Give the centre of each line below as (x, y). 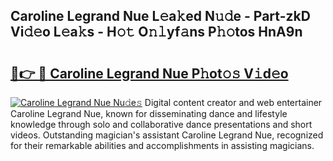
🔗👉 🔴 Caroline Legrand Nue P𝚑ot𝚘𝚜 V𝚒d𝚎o (149, 73)
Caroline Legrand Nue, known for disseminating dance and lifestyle (149, 113)
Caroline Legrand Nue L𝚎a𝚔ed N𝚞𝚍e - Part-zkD (160, 16)
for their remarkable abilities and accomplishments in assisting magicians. (162, 145)
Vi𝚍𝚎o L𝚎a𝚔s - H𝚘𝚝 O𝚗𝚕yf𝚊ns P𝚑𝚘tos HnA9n (156, 32)
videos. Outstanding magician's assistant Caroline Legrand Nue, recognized (167, 135)
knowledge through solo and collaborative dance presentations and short (161, 124)
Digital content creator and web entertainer (233, 102)
